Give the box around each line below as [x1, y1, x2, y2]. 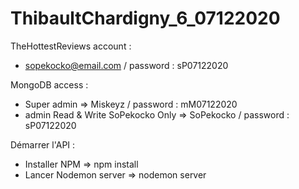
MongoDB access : [10, 78, 89, 91]
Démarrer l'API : [10, 138, 76, 151]
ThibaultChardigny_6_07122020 [10, 7, 281, 30]
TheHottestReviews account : [10, 40, 132, 52]
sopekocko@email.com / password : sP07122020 [24, 59, 229, 71]
